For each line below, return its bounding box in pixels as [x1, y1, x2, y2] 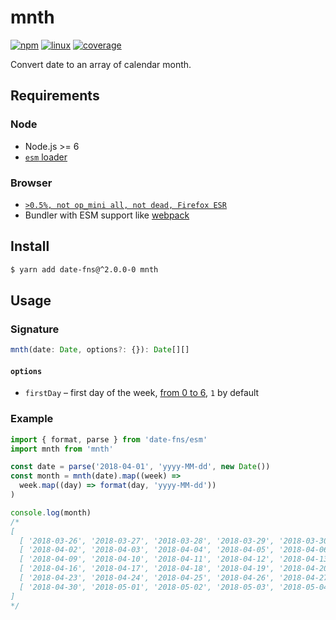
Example [10, 412, 54, 426]
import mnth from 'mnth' [10, 444, 114, 454]
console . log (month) [10, 507, 92, 518]
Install [10, 238, 50, 255]
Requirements [10, 87, 100, 105]
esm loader [24, 151, 68, 163]
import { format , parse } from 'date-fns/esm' [10, 434, 208, 445]
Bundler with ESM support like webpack [24, 209, 190, 221]
